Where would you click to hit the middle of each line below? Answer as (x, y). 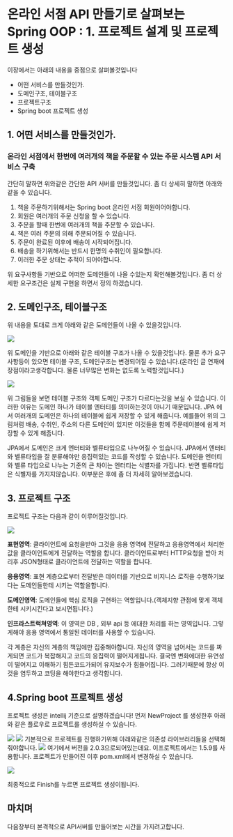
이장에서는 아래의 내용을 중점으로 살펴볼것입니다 (72, 70)
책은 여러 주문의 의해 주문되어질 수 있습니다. (77, 233)
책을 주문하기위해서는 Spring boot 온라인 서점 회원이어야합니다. (104, 207)
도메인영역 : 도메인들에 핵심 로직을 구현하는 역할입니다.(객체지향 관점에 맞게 (109, 600)
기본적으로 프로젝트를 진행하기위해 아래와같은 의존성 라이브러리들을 (115, 739)
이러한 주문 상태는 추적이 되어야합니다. (69, 259)
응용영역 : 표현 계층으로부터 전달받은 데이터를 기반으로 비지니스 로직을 (101, 577)
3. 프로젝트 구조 (39, 498)
